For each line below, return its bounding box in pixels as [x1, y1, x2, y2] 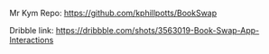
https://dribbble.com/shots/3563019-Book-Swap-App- [55, 25, 260, 35]
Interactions [9, 35, 54, 45]
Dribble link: [9, 25, 54, 35]
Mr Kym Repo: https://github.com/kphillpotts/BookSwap [9, 8, 218, 18]
